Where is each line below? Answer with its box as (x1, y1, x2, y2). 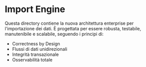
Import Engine (5, 4, 65, 15)
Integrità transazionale (12, 51, 59, 57)
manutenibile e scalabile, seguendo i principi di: (5, 31, 104, 37)
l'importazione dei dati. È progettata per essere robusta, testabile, (5, 25, 141, 31)
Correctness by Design (12, 40, 60, 46)
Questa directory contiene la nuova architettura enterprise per (5, 20, 134, 26)
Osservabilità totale (12, 56, 53, 62)
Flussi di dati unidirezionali (12, 46, 68, 52)
